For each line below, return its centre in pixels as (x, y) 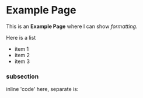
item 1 (22, 49)
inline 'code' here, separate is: (42, 89)
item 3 (22, 61)
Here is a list (21, 37)
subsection (22, 76)
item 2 (22, 55)
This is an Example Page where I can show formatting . (72, 26)
